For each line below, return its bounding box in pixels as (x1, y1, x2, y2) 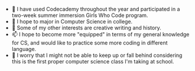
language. (11, 46, 37, 52)
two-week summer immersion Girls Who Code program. (11, 12, 148, 19)
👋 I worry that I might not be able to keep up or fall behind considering (11, 52, 183, 59)
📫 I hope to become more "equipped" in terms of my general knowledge (11, 31, 190, 38)
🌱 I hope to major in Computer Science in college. (11, 18, 133, 25)
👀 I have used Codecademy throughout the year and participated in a (11, 6, 180, 12)
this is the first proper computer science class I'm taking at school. (11, 58, 174, 65)
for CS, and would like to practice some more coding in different (11, 39, 168, 46)
